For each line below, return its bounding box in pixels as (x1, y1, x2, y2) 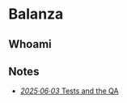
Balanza (8, 5, 64, 24)
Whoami (8, 37, 52, 51)
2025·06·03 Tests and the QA (19, 86, 119, 96)
